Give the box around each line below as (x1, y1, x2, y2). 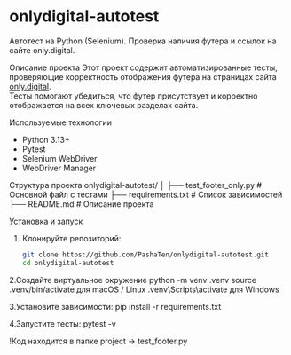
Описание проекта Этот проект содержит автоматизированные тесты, (9, 62, 278, 73)
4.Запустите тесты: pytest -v (9, 318, 117, 329)
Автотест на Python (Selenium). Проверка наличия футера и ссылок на (9, 35, 277, 46)
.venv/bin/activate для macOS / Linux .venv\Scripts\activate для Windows (9, 284, 279, 295)
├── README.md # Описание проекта (9, 198, 154, 209)
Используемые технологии (9, 117, 113, 128)
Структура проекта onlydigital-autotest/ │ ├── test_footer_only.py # (9, 179, 263, 190)
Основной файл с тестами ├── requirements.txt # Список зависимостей (9, 189, 283, 200)
